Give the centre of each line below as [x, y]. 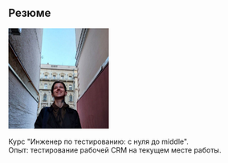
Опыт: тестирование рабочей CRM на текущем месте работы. [115, 150]
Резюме [30, 13]
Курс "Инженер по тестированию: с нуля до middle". [98, 141]
